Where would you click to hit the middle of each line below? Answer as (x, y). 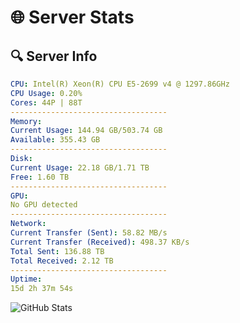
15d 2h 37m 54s (42, 289)
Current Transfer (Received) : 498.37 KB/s (100, 242)
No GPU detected (44, 205)
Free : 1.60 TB (40, 177)
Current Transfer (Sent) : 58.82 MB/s (89, 233)
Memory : (26, 121)
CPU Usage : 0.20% (46, 93)
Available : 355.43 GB (55, 140)
